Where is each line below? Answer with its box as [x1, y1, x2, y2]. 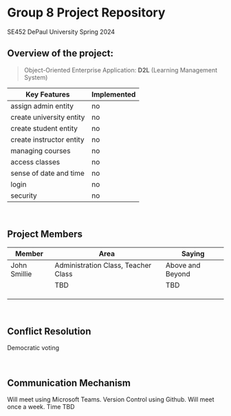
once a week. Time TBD [7, 403, 75, 411]
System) [23, 73, 48, 81]
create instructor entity [10, 134, 85, 144]
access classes [10, 157, 60, 167]
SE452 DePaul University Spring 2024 [7, 28, 115, 36]
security [10, 191, 37, 200]
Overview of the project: [7, 48, 114, 59]
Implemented [91, 90, 136, 99]
